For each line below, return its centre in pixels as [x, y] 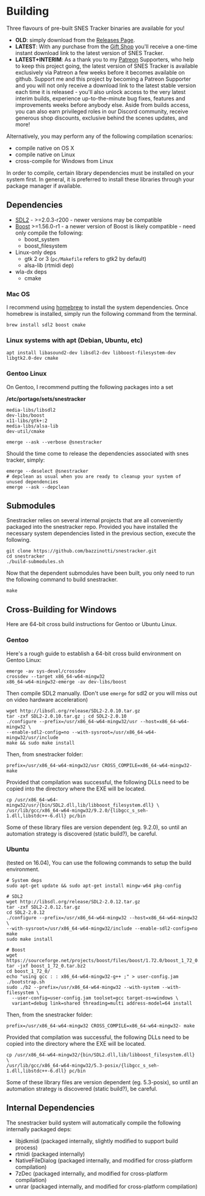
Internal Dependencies [51, 1108]
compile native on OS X [45, 148]
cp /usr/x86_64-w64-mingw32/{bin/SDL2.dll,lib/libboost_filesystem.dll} [101, 1055]
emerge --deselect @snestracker [47, 471]
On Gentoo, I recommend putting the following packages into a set [90, 387]
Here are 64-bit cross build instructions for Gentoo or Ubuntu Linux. [92, 624]
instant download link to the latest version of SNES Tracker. [90, 53]
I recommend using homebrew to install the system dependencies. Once [97, 307]
